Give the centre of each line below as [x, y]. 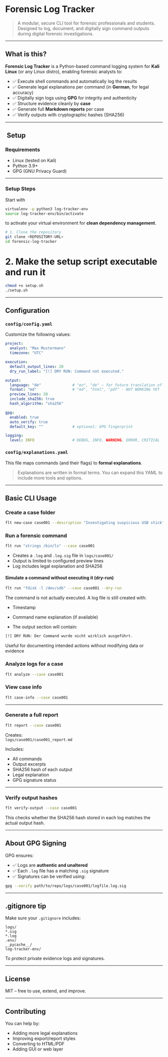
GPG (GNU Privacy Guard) [39, 171]
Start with [15, 200]
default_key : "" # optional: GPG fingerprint [71, 426]
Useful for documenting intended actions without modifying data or [74, 646]
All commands [27, 759]
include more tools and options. [50, 478]
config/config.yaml [29, 324]
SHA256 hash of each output [42, 769]
